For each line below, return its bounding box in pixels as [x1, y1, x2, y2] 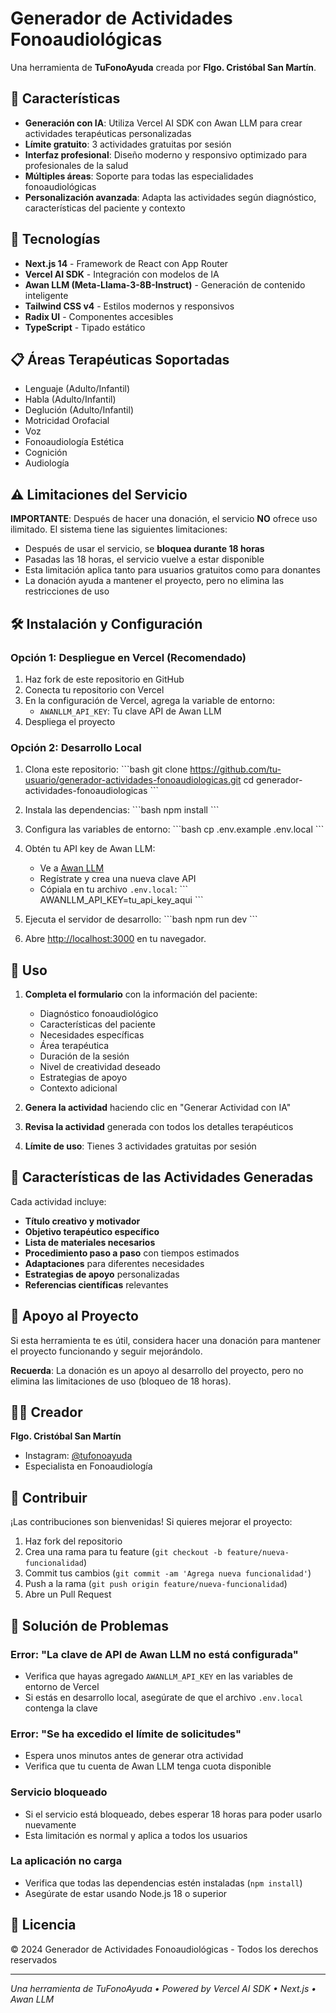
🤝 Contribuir [10, 1489, 88, 1506]
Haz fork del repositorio [24, 1535, 123, 1547]
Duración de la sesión [39, 1050, 130, 1062]
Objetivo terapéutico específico [24, 1225, 160, 1237]
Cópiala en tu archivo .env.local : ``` [39, 883, 189, 896]
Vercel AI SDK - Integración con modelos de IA [24, 268, 220, 280]
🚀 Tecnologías [10, 231, 101, 248]
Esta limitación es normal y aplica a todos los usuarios [24, 1829, 248, 1841]
